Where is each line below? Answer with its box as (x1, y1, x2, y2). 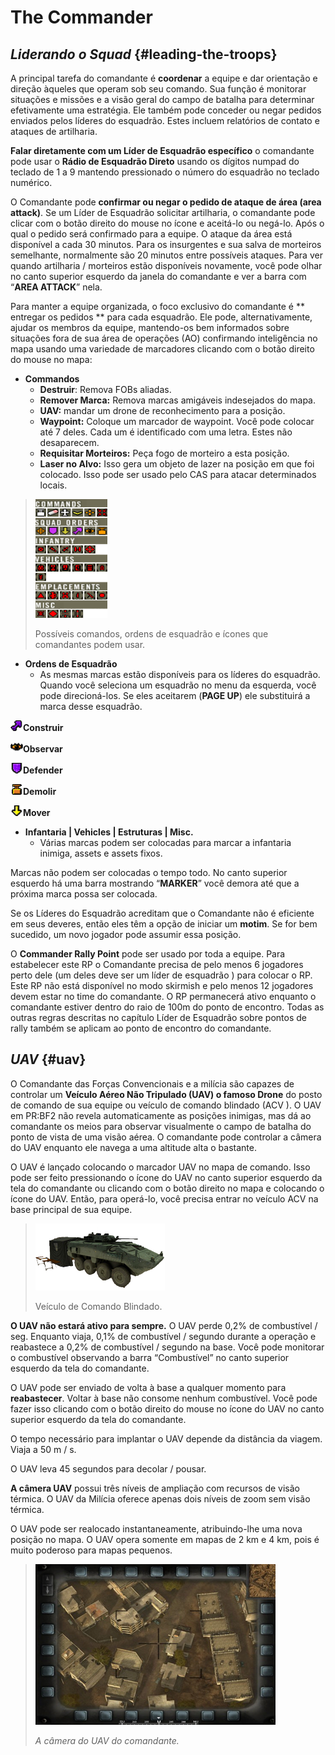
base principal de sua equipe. (10, 1203, 133, 1215)
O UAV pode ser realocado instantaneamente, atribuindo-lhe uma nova (10, 1522, 303, 1535)
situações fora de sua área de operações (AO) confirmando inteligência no (10, 332, 318, 344)
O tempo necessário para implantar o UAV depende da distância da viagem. (10, 1432, 323, 1445)
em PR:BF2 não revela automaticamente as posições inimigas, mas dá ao (10, 1109, 312, 1121)
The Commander (10, 6, 153, 29)
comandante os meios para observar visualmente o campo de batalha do (10, 1120, 312, 1132)
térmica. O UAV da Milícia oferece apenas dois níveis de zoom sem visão (10, 1492, 311, 1505)
